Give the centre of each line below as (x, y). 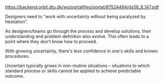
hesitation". (16, 22)
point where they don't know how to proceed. (51, 41)
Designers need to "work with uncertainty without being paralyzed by (75, 16)
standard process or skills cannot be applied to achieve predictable (73, 71)
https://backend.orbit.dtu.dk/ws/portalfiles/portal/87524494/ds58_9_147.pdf (82, 7)
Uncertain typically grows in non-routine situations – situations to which (78, 66)
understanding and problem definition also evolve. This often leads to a (77, 36)
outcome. (15, 76)
